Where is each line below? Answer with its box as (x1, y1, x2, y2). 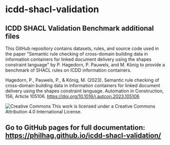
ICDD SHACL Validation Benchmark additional (5, 24, 154, 33)
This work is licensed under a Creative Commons (52, 103, 156, 109)
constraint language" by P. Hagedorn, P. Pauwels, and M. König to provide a (5, 62, 165, 67)
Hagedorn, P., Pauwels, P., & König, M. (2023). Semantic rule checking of (5, 77, 160, 83)
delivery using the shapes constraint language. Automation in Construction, (5, 88, 164, 94)
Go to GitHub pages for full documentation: (5, 124, 145, 132)
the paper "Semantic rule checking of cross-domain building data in (5, 51, 148, 57)
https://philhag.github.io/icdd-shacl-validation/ (5, 131, 161, 140)
